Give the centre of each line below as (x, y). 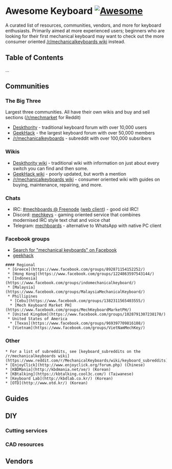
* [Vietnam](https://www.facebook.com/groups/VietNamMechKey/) (76, 328)
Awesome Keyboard (49, 11)
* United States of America (37, 319)
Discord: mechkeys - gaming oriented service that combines (77, 215)
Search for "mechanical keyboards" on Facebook (64, 250)
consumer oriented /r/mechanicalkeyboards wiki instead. (65, 42)
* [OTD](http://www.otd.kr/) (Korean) (47, 383)
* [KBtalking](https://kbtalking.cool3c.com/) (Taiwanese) (70, 374)
